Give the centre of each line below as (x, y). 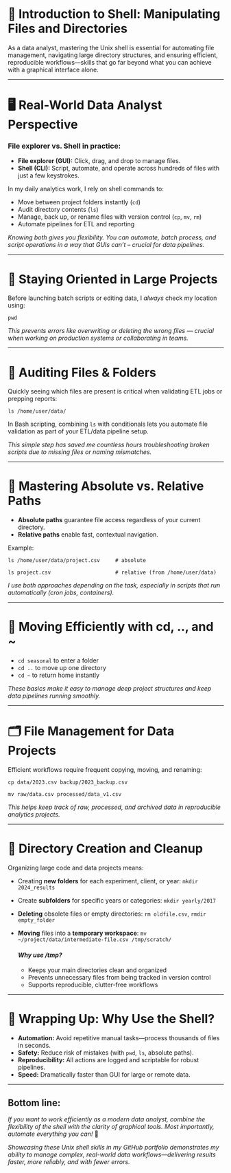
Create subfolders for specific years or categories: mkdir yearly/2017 (117, 901)
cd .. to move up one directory (62, 668)
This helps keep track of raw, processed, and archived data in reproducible (114, 807)
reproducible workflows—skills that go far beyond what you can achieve (110, 62)
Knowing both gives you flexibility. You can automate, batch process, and (112, 237)
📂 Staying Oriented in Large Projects (113, 279)
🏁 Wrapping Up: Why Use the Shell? (111, 1019)
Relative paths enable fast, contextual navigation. (88, 535)
